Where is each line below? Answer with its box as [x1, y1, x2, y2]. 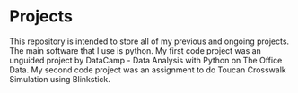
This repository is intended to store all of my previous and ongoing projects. [9, 36, 290, 46]
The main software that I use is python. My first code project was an [9, 45, 262, 55]
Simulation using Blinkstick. [9, 73, 110, 84]
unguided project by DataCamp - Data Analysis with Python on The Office [9, 55, 283, 65]
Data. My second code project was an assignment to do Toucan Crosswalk [9, 64, 286, 75]
